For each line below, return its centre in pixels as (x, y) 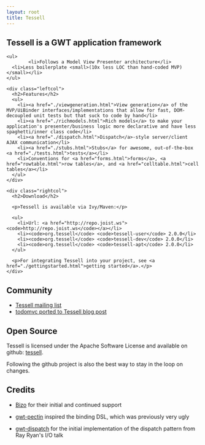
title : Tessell (26, 18)
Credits (21, 390)
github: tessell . (25, 352)
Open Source (32, 331)
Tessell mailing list (38, 305)
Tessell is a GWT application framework (84, 43)
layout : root (23, 12)
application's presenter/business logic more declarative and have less (101, 126)
